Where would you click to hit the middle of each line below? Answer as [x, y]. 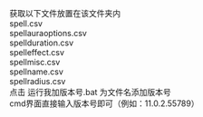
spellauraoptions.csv [48, 33]
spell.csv [26, 24]
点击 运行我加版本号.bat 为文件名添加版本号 [91, 92]
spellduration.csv [42, 43]
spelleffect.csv [37, 52]
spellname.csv [36, 72]
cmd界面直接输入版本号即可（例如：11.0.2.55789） [104, 103]
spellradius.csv [38, 81]
